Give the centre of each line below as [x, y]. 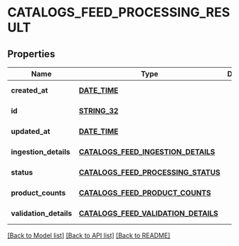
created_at [30, 90]
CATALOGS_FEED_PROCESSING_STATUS [149, 172]
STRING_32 [99, 111]
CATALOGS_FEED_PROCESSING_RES [119, 12]
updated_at [31, 131]
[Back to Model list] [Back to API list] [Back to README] [89, 235]
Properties [31, 54]
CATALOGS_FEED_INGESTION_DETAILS [147, 152]
